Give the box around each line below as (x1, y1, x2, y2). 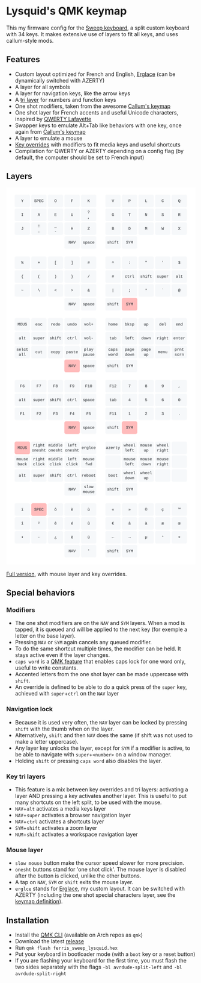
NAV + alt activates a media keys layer (14, 805, 106, 812)
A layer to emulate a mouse (14, 134, 83, 142)
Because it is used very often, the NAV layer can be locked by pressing (14, 718, 188, 726)
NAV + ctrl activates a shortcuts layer (14, 818, 104, 825)
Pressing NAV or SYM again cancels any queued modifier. (14, 639, 152, 646)
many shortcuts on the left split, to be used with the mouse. (14, 799, 162, 806)
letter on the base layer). (14, 632, 76, 639)
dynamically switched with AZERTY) (14, 77, 105, 84)
